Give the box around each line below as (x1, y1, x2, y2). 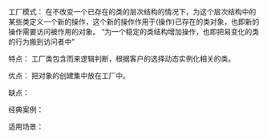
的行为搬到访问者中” (8, 37, 75, 46)
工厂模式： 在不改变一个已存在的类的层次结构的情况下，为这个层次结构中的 (8, 7, 257, 16)
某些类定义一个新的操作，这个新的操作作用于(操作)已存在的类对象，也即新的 (8, 17, 260, 26)
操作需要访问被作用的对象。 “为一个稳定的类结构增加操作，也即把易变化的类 (8, 27, 260, 36)
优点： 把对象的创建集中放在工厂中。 (8, 71, 130, 80)
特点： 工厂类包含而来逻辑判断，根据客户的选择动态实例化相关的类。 (8, 54, 235, 63)
